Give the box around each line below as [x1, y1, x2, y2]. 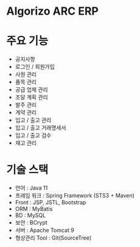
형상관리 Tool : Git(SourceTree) [15, 234, 92, 242]
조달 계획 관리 [15, 93, 48, 101]
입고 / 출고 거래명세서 [15, 124, 66, 132]
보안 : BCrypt [15, 219, 47, 226]
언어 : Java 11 [15, 184, 48, 192]
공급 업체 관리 [15, 86, 48, 93]
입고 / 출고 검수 [15, 132, 52, 139]
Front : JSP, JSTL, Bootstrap [15, 199, 86, 206]
